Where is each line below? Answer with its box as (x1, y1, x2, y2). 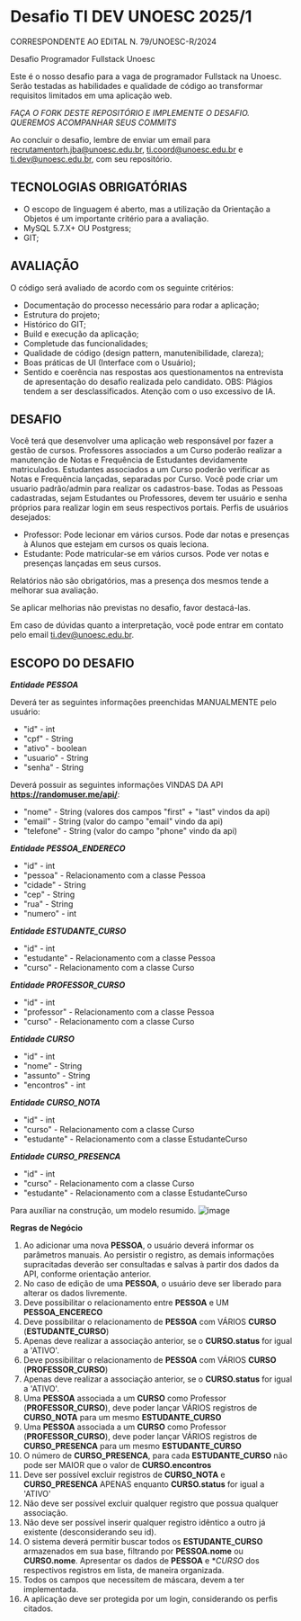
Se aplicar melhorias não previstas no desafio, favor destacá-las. (10, 603, 251, 613)
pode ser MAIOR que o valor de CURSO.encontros (22, 1460, 212, 1471)
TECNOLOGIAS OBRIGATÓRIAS (10, 180, 188, 195)
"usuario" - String (22, 753, 89, 764)
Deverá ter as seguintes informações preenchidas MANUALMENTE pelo (10, 697, 277, 708)
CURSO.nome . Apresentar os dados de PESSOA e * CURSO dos (22, 1555, 260, 1566)
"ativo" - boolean (22, 743, 87, 754)
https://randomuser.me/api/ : (10, 789, 120, 800)
